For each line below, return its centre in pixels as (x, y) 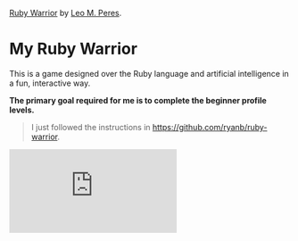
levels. (22, 110)
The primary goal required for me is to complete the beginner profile (138, 100)
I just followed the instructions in (91, 127)
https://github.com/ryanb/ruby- (210, 127)
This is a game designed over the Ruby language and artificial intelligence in (149, 73)
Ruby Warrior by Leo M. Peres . (66, 13)
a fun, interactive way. (50, 83)
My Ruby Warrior (74, 49)
